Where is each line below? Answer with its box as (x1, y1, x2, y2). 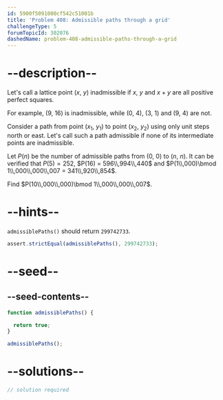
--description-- (7, 66, 98, 81)
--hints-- (7, 204, 60, 220)
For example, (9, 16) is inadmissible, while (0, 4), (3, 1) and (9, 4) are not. (7, 109, 212, 117)
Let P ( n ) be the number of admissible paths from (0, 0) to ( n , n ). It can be (7, 152, 215, 160)
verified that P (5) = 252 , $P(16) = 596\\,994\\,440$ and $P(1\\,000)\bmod (7, 159, 217, 168)
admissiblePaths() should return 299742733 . (7, 227, 131, 235)
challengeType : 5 (7, 23, 57, 30)
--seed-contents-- (7, 291, 89, 303)
